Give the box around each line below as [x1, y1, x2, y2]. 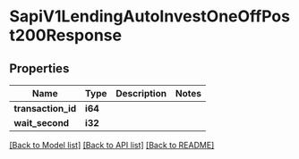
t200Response [9, 25, 123, 46]
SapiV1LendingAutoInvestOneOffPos [9, 6, 291, 27]
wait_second [13, 117, 70, 129]
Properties [9, 61, 70, 76]
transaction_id [13, 103, 77, 114]
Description [115, 88, 167, 99]
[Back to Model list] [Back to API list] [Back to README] [9, 140, 215, 150]
